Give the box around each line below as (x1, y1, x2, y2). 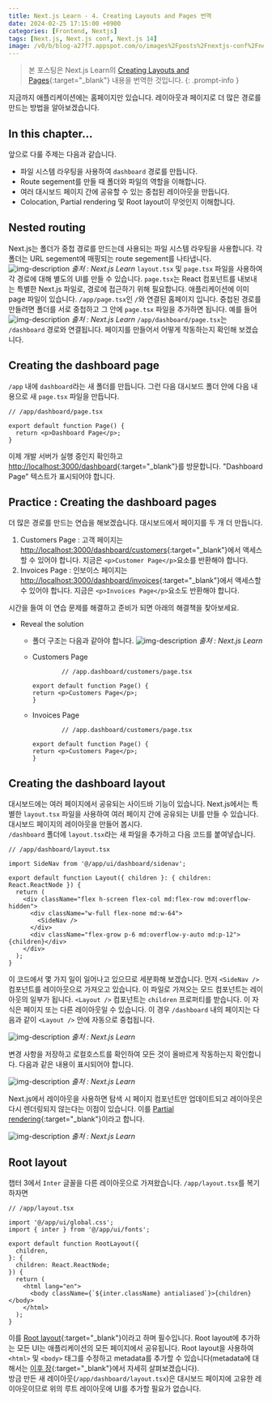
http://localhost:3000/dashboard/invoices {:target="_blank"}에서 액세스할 (19, 576, 261, 585)
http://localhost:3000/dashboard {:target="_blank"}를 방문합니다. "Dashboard (8, 461, 263, 471)
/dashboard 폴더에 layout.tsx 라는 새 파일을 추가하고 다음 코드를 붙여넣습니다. (8, 829, 256, 839)
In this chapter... (8, 126, 93, 140)
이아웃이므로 (8, 1384, 49, 1393)
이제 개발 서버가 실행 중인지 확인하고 (8, 451, 123, 461)
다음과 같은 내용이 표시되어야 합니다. (19, 1060, 134, 1069)
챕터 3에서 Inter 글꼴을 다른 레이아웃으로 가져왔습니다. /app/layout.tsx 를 (8, 1178, 245, 1188)
